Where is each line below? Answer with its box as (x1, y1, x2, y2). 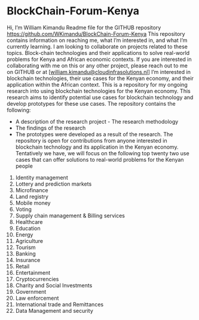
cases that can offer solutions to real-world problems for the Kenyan (15, 156, 184, 163)
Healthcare (15, 218, 44, 225)
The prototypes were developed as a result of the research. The (15, 130, 173, 138)
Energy (15, 231, 33, 238)
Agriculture (15, 237, 44, 244)
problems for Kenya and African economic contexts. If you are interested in (7, 56, 192, 63)
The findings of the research (15, 124, 86, 131)
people (15, 162, 33, 170)
